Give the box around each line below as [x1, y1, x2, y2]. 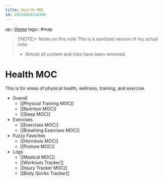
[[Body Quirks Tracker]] [20, 170, 69, 176]
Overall [12, 95, 28, 101]
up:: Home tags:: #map [5, 26, 53, 32]
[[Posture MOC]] [20, 144, 55, 150]
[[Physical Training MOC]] [20, 101, 74, 107]
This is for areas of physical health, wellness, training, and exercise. [5, 85, 146, 92]
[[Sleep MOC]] [20, 111, 50, 117]
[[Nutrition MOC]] [20, 106, 57, 112]
